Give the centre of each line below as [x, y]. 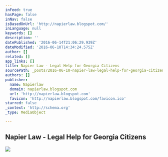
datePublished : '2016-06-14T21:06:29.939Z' [51, 43]
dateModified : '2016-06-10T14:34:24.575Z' [50, 47]
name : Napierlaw [26, 84]
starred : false [21, 103]
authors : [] [17, 75]
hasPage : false [21, 15]
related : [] [17, 56]
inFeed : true [19, 10]
